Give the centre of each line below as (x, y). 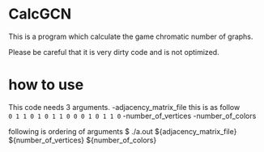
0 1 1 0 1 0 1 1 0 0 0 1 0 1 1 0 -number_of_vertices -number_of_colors (132, 116)
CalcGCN (40, 14)
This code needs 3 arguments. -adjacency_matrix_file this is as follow (124, 107)
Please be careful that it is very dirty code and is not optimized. (114, 52)
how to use (46, 85)
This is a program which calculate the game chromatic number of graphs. (131, 36)
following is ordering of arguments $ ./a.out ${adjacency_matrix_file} (123, 131)
